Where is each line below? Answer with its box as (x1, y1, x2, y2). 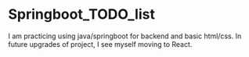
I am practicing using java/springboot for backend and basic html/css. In (8, 31, 242, 41)
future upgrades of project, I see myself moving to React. (8, 39, 193, 48)
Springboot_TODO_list (8, 5, 155, 23)
